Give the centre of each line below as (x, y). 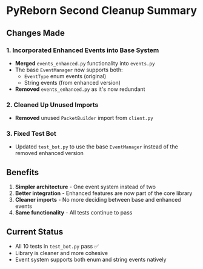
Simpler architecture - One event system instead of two (85, 187)
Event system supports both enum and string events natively (91, 260)
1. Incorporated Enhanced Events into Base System (83, 50)
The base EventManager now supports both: (69, 70)
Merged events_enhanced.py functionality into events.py (85, 63)
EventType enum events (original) (65, 76)
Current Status (35, 232)
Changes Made (35, 33)
